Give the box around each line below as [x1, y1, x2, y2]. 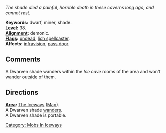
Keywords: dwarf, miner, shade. [5, 20, 72, 25]
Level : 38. [5, 25, 26, 31]
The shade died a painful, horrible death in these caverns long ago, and [5, 5, 154, 10]
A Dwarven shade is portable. [5, 112, 67, 118]
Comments [5, 55, 41, 64]
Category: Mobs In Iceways [5, 122, 62, 128]
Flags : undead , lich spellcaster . [5, 35, 70, 41]
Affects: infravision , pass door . [5, 41, 70, 47]
